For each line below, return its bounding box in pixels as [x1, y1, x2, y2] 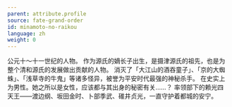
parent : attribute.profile [7, 10, 87, 18]
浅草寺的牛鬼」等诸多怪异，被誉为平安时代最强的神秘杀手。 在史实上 [25, 75, 226, 83]
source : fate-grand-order [7, 17, 83, 24]
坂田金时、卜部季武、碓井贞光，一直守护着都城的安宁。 [56, 92, 217, 101]
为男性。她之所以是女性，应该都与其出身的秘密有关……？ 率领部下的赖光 [7, 83, 218, 92]
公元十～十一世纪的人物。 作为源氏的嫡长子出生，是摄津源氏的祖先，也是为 [7, 57, 226, 65]
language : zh [7, 30, 46, 37]
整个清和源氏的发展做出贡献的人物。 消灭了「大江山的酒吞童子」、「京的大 [7, 65, 219, 74]
